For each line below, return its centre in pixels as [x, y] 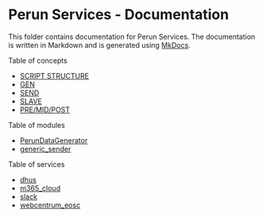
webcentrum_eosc [50, 205]
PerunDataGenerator [54, 140]
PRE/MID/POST [44, 110]
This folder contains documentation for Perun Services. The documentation [132, 37]
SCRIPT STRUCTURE [54, 76]
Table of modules [37, 125]
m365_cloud [40, 188]
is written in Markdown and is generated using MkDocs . [99, 45]
